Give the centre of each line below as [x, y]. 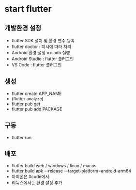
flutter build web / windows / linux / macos [54, 166]
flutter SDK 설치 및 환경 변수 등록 [43, 40]
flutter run [22, 137]
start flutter [28, 9]
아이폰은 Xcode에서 [30, 177]
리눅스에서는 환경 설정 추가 [37, 183]
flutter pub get [26, 104]
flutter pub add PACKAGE [37, 109]
